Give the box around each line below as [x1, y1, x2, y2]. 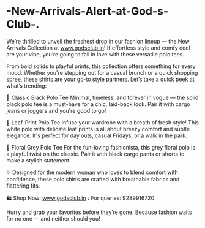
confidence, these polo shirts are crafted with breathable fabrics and [6, 175, 180, 183]
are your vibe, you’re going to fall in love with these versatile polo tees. [6, 50, 185, 58]
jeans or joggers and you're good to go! [6, 107, 106, 114]
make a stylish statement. [6, 156, 71, 164]
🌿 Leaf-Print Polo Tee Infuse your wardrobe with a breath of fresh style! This [6, 118, 199, 126]
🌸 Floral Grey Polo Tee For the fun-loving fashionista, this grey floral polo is [6, 143, 196, 151]
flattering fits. [6, 182, 40, 189]
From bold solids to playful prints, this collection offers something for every [6, 63, 196, 70]
